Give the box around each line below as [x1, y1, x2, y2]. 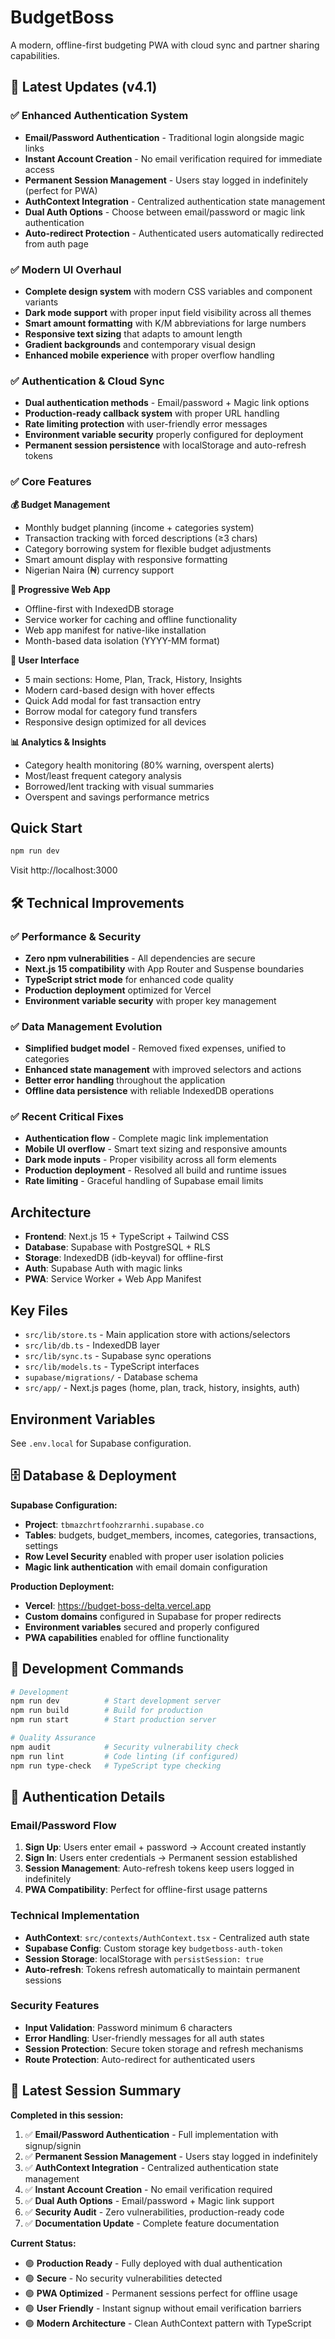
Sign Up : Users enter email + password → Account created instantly [24, 1841, 307, 1853]
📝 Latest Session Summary [10, 2082, 182, 2100]
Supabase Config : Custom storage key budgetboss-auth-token [24, 1942, 283, 1954]
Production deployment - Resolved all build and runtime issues [24, 1164, 287, 1176]
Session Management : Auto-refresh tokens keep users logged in [24, 1862, 295, 1875]
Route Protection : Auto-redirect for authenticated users [24, 2053, 256, 2065]
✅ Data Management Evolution [10, 1019, 163, 1033]
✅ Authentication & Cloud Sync [10, 374, 165, 388]
